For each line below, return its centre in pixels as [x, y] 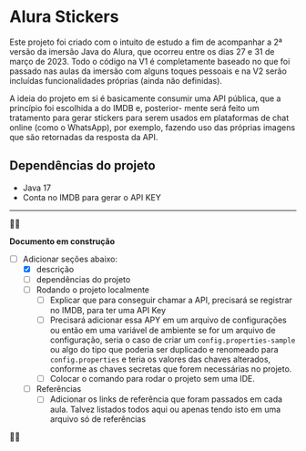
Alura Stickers [64, 17]
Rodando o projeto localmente [93, 290]
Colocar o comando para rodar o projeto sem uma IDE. [152, 379]
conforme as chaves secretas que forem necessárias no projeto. [171, 369]
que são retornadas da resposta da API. [84, 137]
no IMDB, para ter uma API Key [108, 311]
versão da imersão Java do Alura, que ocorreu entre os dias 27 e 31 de [142, 51]
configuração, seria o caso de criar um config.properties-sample [173, 340]
